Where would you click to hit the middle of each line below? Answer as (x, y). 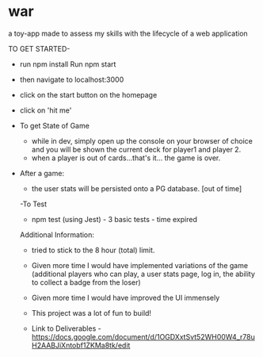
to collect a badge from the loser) (86, 282)
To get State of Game (54, 125)
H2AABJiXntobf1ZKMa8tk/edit (81, 345)
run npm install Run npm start (68, 64)
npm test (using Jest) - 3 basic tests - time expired (114, 219)
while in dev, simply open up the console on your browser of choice (142, 140)
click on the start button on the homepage (88, 94)
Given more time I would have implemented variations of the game (139, 265)
